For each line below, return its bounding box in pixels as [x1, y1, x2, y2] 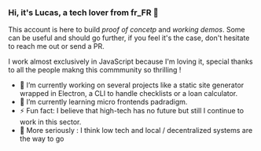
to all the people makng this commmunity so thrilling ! [8, 65, 182, 75]
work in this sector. [19, 117, 82, 127]
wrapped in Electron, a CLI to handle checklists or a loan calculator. [19, 89, 238, 98]
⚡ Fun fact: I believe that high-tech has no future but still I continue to [19, 106, 244, 116]
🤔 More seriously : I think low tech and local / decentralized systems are [19, 126, 253, 135]
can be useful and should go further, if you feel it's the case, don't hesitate [8, 33, 250, 42]
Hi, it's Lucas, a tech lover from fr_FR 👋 [8, 7, 159, 18]
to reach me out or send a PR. [8, 42, 105, 51]
